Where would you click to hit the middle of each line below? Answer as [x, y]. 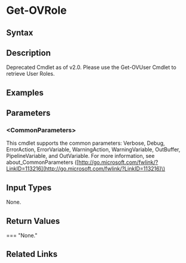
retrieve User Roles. [31, 74]
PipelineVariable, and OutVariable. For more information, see [80, 156]
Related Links [32, 254]
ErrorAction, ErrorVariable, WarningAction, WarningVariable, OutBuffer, [93, 150]
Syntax [20, 33]
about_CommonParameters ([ [42, 162]
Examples [25, 93]
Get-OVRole [36, 11]
